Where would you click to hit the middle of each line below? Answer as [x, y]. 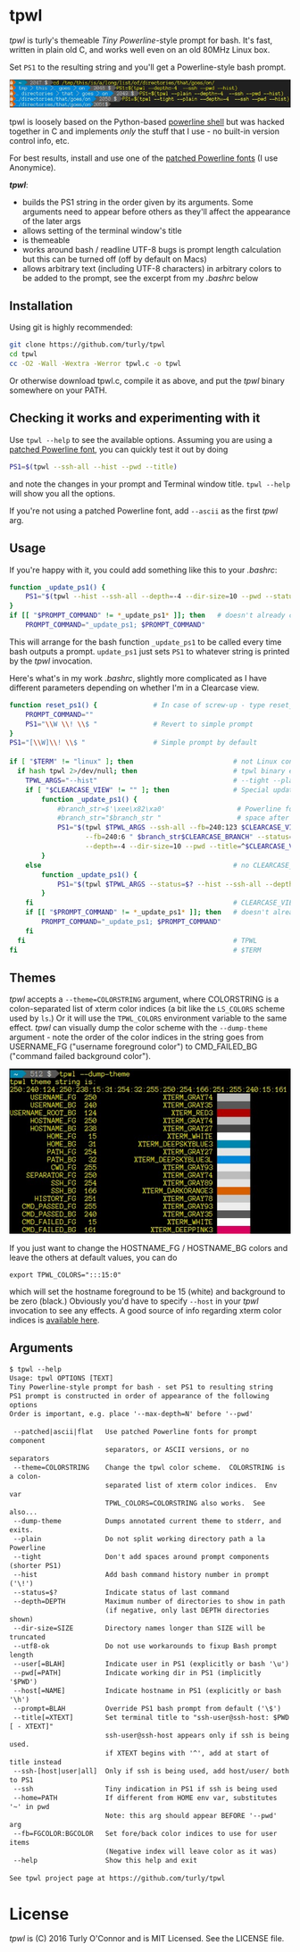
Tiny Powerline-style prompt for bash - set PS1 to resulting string [142, 1388]
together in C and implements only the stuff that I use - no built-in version [144, 131]
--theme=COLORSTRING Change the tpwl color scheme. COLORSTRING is [149, 1468]
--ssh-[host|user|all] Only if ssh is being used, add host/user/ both [151, 1772]
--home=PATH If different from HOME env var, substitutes [145, 1798]
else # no [137, 865]
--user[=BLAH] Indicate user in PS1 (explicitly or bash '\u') [151, 1664]
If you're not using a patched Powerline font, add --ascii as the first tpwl [144, 511]
